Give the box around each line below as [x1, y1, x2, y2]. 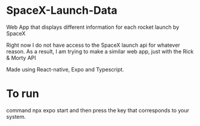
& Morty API [6, 54, 36, 61]
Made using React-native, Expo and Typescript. [6, 65, 125, 73]
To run [6, 87, 39, 101]
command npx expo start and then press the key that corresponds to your [6, 106, 190, 114]
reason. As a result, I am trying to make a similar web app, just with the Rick [6, 47, 194, 55]
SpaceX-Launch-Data [6, 4, 117, 17]
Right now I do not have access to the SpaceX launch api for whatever [6, 41, 181, 49]
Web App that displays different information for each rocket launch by [6, 23, 180, 31]
